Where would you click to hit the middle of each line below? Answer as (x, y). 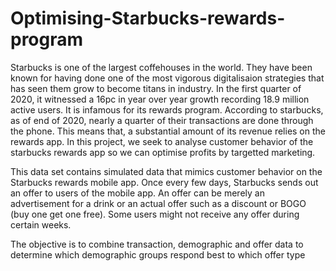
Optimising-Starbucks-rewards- (148, 18)
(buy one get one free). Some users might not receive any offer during (155, 214)
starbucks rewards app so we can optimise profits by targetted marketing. (163, 152)
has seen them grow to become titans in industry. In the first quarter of (156, 88)
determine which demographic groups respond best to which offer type (158, 254)
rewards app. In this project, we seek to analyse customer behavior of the (162, 141)
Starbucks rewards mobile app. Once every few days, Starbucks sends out (164, 182)
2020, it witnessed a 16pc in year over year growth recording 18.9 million (160, 99)
